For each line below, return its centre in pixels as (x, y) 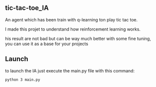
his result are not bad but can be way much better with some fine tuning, (78, 38)
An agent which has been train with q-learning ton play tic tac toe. (71, 19)
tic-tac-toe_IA (27, 8)
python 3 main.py (23, 80)
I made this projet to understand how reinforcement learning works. (73, 29)
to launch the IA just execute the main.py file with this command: (70, 70)
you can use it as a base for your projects (47, 44)
